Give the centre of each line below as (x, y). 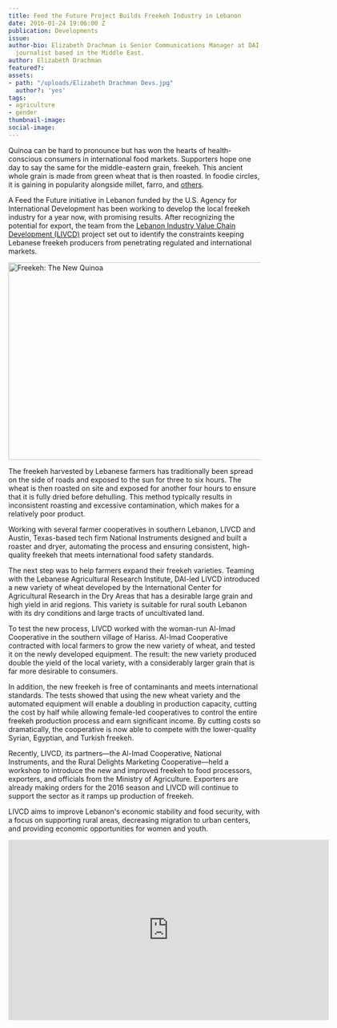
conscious (25, 159)
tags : (17, 98)
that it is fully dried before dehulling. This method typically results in (120, 496)
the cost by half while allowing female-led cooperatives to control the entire (133, 712)
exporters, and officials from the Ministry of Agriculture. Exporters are (123, 779)
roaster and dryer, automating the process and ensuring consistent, (119, 546)
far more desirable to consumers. (63, 671)
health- (220, 150)
